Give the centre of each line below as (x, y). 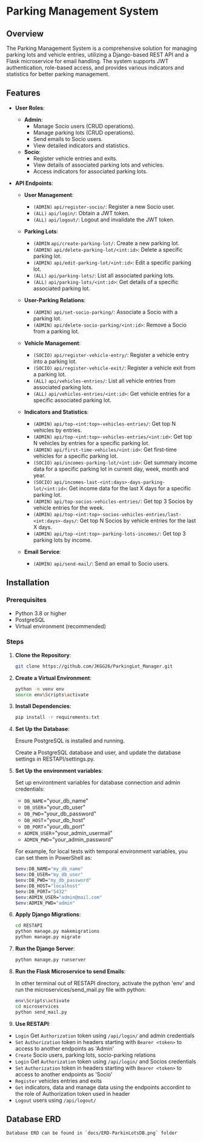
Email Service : (43, 552)
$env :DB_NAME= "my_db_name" (49, 869)
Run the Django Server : (45, 949)
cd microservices (37, 1006)
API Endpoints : (34, 183)
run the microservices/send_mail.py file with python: (81, 989)
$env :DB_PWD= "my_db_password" (53, 881)
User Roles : (30, 108)
